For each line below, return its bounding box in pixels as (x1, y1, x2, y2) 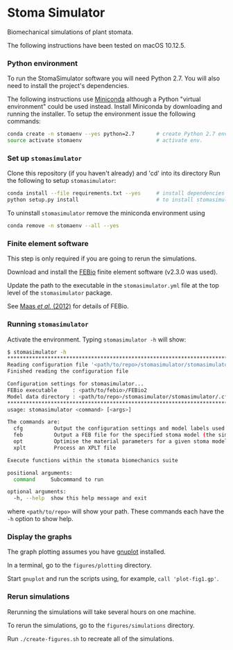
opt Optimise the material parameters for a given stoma (13, 438, 209, 445)
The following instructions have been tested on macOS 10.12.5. (7, 41, 186, 49)
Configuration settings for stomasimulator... (7, 380, 144, 387)
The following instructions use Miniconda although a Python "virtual (7, 95, 201, 103)
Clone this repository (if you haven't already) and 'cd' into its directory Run (7, 169, 221, 177)
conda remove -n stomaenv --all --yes (7, 222, 119, 229)
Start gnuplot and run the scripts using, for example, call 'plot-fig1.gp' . (7, 574, 219, 583)
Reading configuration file (7, 362, 89, 369)
